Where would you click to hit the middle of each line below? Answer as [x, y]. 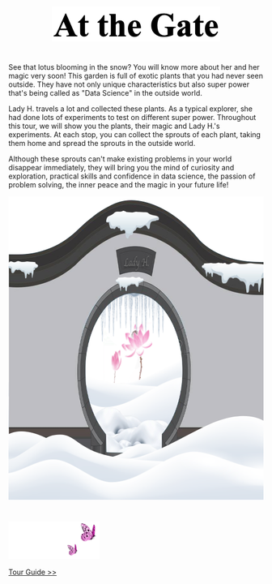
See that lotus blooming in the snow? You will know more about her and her [134, 67]
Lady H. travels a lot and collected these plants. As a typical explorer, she [131, 109]
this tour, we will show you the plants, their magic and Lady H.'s [114, 126]
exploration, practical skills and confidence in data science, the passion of [132, 176]
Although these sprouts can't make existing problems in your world [120, 159]
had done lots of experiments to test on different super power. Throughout [132, 118]
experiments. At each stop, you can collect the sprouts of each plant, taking [135, 135]
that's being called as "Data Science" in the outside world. [105, 93]
